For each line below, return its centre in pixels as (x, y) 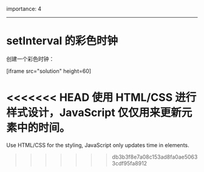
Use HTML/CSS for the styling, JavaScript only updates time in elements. (98, 145)
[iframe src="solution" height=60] (49, 71)
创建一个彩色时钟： (30, 59)
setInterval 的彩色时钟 (62, 41)
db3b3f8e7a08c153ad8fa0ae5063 (155, 157)
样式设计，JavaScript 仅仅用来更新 (94, 113)
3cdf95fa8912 (130, 163)
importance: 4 (24, 9)
